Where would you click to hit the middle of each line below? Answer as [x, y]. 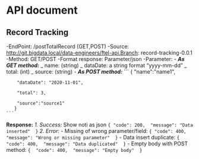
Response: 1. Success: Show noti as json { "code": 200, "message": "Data [99, 125]
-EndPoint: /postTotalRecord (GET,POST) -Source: [68, 46]
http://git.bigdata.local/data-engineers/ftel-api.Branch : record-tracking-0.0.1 [99, 53]
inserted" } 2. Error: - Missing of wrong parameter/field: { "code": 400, [97, 131]
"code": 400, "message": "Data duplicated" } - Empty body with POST [97, 144]
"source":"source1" [41, 103]
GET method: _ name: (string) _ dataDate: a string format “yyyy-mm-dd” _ [97, 65]
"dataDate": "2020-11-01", [50, 82]
